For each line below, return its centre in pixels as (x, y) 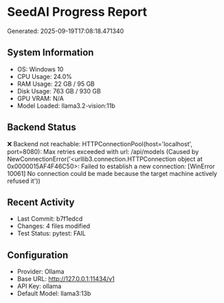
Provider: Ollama (41, 271)
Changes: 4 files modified (54, 226)
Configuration (38, 255)
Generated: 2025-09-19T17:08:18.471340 (66, 31)
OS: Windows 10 (40, 69)
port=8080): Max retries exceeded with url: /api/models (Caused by (103, 151)
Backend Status (42, 127)
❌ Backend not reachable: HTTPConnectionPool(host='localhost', (100, 144)
